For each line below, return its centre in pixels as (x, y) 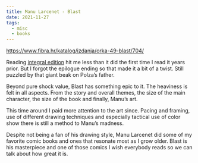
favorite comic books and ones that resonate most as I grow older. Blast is (97, 141)
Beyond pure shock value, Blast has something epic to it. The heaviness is (97, 86)
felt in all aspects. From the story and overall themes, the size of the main (96, 93)
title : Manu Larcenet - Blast (44, 12)
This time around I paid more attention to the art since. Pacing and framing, (98, 111)
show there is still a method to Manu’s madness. (65, 123)
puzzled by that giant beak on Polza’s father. (60, 75)
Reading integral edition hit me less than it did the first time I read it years (96, 62)
